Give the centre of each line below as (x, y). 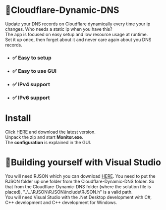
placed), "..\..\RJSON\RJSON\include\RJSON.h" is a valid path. (69, 192)
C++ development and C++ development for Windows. (61, 202)
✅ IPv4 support (31, 84)
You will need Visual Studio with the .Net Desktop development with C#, (79, 197)
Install (18, 118)
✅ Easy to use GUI (34, 71)
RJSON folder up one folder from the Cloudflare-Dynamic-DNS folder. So (80, 181)
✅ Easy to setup (32, 57)
